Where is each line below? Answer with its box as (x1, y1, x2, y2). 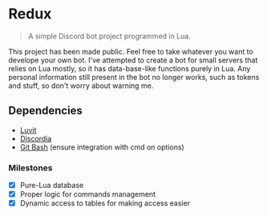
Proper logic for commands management (19, 190, 156, 199)
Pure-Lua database (19, 181, 84, 190)
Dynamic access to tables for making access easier (19, 198, 191, 208)
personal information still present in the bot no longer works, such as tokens (8, 72, 260, 82)
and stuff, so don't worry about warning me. (8, 81, 154, 90)
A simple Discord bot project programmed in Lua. (27, 31, 191, 41)
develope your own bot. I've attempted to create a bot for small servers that (8, 55, 258, 65)
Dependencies (8, 104, 83, 118)
